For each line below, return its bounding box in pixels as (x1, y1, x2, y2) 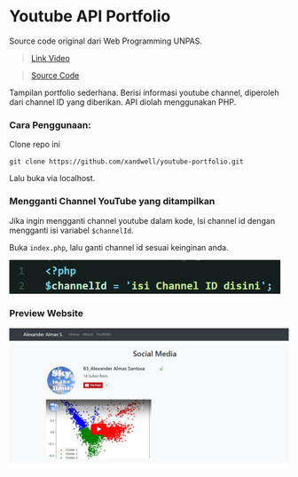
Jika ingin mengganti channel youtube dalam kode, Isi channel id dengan (9, 215, 276, 226)
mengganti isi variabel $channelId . (9, 225, 135, 235)
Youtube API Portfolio (9, 6, 171, 27)
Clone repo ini (9, 139, 60, 150)
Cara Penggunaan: (9, 118, 91, 131)
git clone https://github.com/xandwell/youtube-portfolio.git (9, 157, 244, 166)
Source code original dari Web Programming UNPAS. (9, 36, 202, 46)
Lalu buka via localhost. (9, 173, 96, 184)
